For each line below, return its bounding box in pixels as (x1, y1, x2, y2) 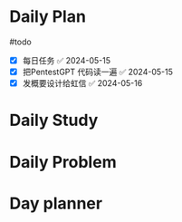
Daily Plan (9, 6, 86, 27)
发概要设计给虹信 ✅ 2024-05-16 (22, 78, 143, 89)
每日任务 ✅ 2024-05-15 (22, 54, 111, 65)
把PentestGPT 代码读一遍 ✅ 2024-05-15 (22, 66, 174, 77)
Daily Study (9, 111, 99, 130)
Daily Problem (9, 151, 117, 172)
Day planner (9, 193, 102, 214)
